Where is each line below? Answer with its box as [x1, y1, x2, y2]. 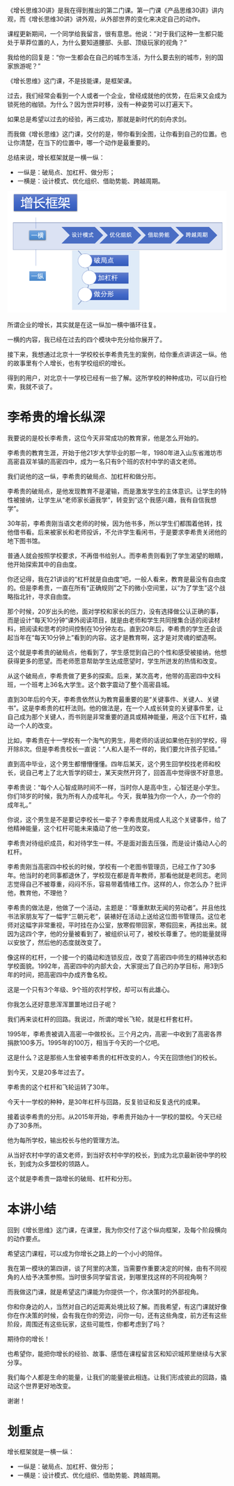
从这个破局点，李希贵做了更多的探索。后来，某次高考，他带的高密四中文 [7, 671, 214, 680]
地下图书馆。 [7, 536, 44, 545]
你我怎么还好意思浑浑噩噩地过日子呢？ [7, 999, 117, 1009]
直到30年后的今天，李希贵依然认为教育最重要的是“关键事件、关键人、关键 [7, 695, 219, 703]
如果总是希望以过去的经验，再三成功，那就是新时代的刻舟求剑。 [7, 115, 190, 123]
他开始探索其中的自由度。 [7, 560, 81, 568]
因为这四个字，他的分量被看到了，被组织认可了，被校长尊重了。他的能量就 [7, 929, 221, 937]
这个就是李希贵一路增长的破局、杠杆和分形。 [7, 1174, 136, 1183]
